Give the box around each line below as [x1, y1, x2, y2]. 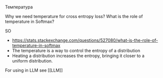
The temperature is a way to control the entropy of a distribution [12, 48, 141, 53]
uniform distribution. [12, 58, 53, 63]
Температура [5, 4, 33, 10]
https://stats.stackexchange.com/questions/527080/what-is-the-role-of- [12, 37, 158, 43]
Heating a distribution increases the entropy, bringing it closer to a [12, 53, 145, 59]
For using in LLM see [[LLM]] [5, 67, 63, 73]
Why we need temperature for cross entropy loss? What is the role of [5, 14, 143, 19]
